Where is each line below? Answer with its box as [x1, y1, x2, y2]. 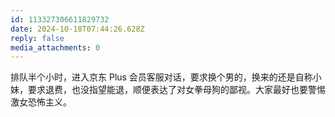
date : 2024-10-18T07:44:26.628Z [10, 24, 145, 34]
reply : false [10, 33, 65, 43]
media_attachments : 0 [10, 42, 101, 53]
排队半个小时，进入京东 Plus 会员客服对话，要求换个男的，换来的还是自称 [10, 71, 313, 83]
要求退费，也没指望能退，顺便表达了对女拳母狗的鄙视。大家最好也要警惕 [27, 84, 326, 96]
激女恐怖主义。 [10, 96, 72, 108]
